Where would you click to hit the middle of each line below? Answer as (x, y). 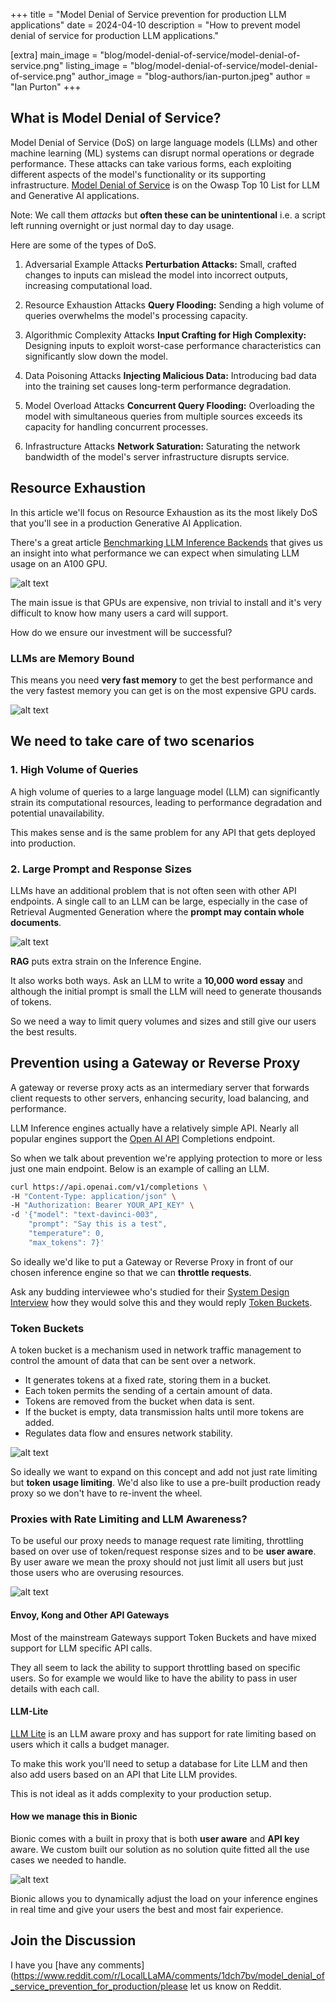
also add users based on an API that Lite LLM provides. (124, 1774)
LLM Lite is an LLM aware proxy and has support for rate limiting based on (163, 1733)
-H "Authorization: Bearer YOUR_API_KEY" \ (102, 1205)
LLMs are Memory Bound (72, 658)
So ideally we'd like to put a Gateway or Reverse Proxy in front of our (152, 1261)
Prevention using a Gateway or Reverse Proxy (155, 1063)
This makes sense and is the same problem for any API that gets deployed (163, 832)
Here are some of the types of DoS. (83, 245)
